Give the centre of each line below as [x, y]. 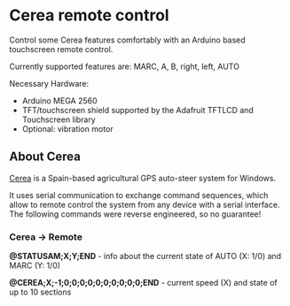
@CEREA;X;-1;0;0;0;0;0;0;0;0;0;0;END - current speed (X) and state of [143, 283]
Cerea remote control [90, 15]
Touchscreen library [59, 119]
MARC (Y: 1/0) [35, 265]
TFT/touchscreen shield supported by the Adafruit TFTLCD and [138, 110]
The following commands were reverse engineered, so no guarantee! [135, 214]
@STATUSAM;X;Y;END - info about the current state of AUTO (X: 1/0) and [145, 256]
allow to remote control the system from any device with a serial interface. [145, 204]
